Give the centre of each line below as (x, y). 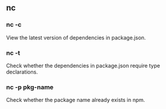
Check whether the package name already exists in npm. (76, 100)
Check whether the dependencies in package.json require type (83, 65)
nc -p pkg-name (30, 87)
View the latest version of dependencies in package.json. (76, 37)
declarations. (22, 72)
